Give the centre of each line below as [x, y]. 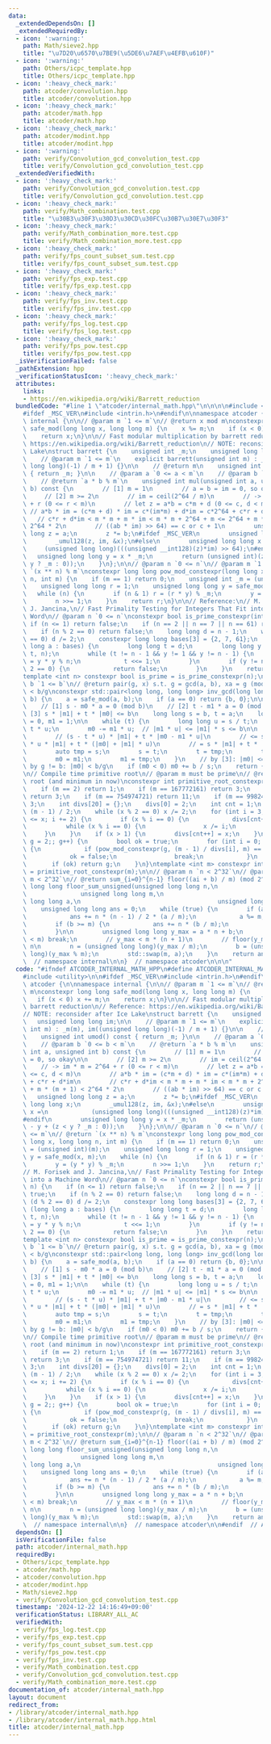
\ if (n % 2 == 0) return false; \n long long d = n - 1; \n [135, 631]
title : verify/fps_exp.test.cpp [77, 286]
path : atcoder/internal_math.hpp [72, 1547]
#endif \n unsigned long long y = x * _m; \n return [135, 1119]
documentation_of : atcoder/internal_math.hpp [86, 1690]
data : [17, 16]
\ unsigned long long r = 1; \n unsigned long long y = [127, 586]
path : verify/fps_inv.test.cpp [75, 301]
